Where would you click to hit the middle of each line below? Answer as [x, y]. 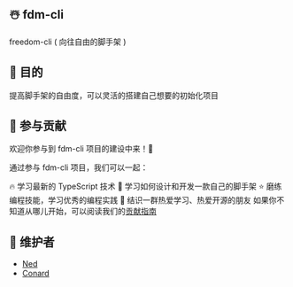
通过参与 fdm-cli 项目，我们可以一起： [79, 167]
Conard [36, 274]
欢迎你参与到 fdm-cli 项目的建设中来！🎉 [81, 149]
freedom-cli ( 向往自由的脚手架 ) [68, 42]
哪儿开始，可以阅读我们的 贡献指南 [94, 212]
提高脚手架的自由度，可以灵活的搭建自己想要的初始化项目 [114, 95]
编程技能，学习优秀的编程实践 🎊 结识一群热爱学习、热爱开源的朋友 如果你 [143, 200]
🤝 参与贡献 [38, 126]
